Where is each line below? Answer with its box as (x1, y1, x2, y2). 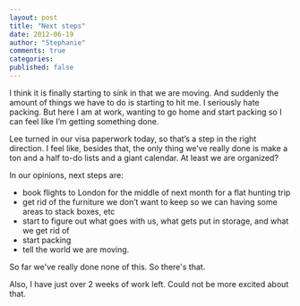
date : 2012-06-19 (9, 30, 74, 38)
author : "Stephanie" (9, 38, 87, 47)
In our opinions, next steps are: (9, 169, 124, 180)
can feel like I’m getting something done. (9, 115, 159, 126)
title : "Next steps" (9, 21, 87, 30)
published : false (9, 64, 74, 72)
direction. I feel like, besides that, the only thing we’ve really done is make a (9, 142, 288, 153)
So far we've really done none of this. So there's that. (9, 261, 206, 272)
